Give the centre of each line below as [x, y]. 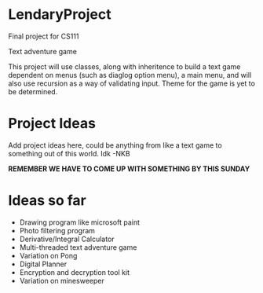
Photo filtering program [57, 230]
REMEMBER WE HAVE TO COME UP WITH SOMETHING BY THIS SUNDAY [129, 168]
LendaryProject [60, 15]
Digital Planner [43, 264]
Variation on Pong [48, 255]
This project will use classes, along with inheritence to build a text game [124, 66]
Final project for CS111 [44, 36]
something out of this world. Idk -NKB [69, 153]
